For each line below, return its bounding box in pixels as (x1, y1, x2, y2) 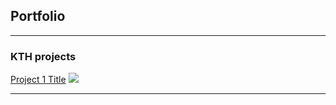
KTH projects (10, 49, 77, 63)
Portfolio (10, 8, 66, 25)
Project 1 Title (10, 74, 67, 86)
